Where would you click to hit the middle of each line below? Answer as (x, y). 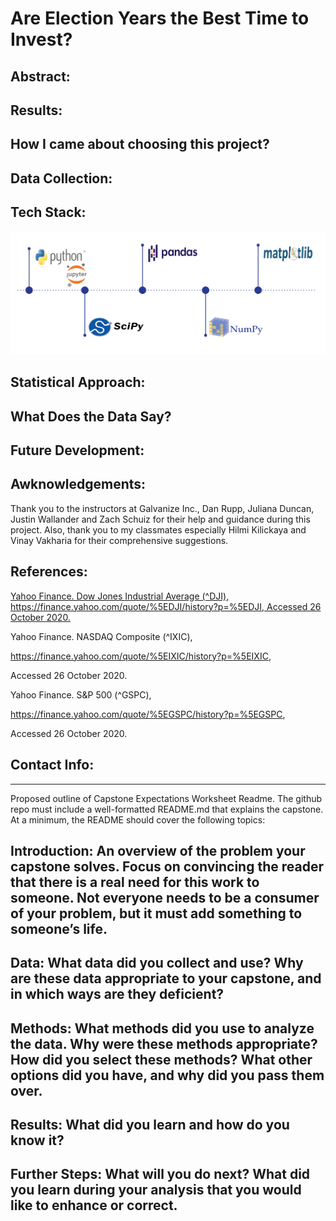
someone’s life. (59, 928)
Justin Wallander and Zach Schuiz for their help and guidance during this (160, 519)
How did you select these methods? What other (161, 1059)
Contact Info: (52, 765)
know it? (37, 1140)
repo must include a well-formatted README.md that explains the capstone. (167, 809)
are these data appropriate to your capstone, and (166, 978)
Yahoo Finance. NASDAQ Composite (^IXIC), (101, 636)
